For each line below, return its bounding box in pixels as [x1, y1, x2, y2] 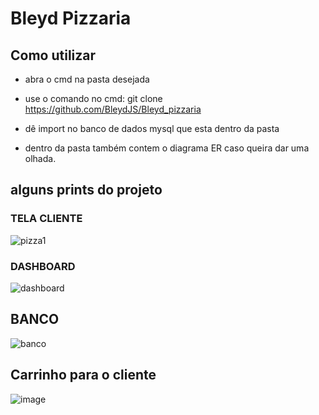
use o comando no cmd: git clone [24, 93, 163, 104]
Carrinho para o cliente [10, 367, 157, 384]
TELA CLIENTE [10, 212, 83, 226]
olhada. [24, 153, 57, 164]
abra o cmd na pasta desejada [24, 73, 150, 85]
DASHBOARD [10, 259, 76, 273]
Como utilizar [10, 47, 97, 64]
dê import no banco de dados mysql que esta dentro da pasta [24, 123, 280, 134]
